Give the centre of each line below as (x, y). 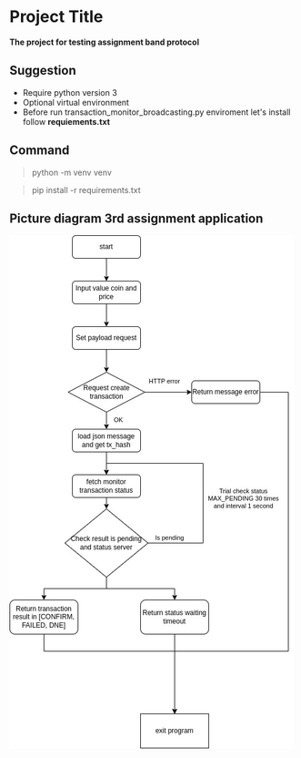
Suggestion (43, 71)
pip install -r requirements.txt (86, 189)
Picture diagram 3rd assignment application (136, 218)
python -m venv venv (71, 172)
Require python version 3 (70, 92)
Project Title (56, 17)
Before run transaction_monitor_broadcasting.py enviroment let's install (156, 112)
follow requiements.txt (66, 121)
